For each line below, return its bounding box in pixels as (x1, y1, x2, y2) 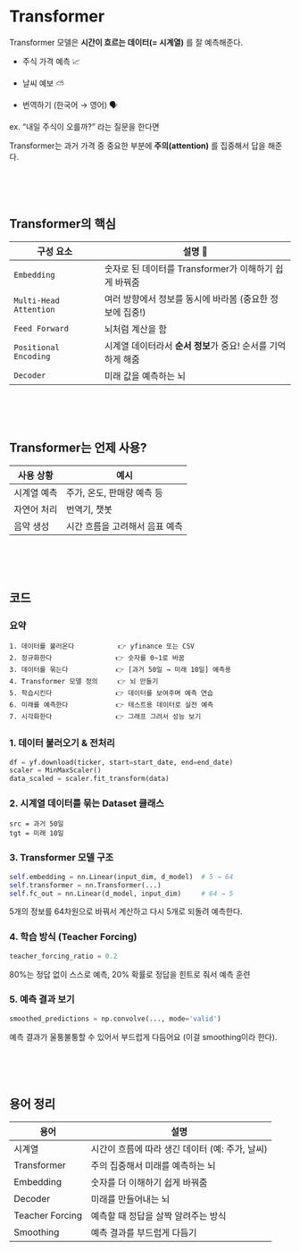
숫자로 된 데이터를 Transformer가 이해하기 (104, 262, 273, 274)
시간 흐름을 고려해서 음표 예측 (65, 520, 183, 533)
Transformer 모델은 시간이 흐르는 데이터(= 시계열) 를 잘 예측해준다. (9, 37, 244, 47)
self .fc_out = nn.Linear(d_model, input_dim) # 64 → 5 (9, 889, 234, 898)
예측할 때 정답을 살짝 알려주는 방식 (90, 1209, 227, 1222)
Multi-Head (13, 295, 60, 306)
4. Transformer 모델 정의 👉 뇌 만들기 (9, 677, 159, 686)
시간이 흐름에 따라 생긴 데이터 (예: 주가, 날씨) (90, 1142, 268, 1154)
